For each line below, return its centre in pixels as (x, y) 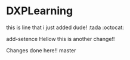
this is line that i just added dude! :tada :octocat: (65, 27)
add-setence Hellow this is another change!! (61, 39)
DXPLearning (40, 11)
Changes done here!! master (41, 50)
